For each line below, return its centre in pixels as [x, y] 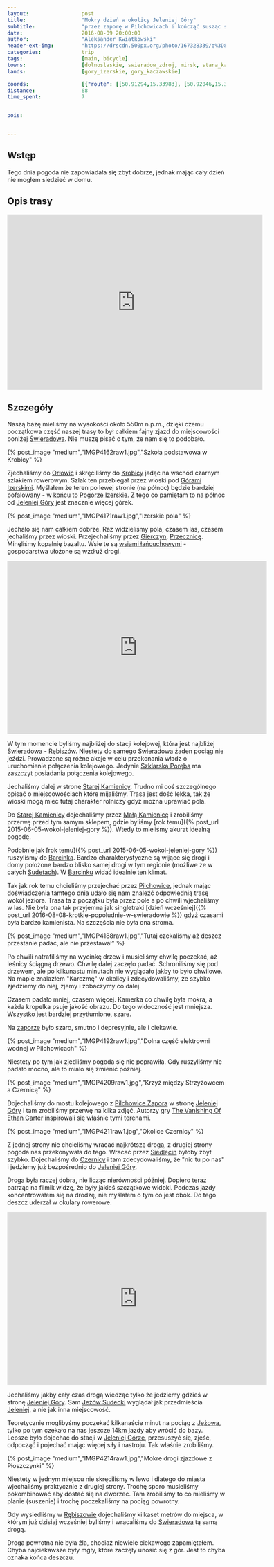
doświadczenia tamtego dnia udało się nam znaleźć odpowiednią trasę [108, 893]
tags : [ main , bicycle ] [68, 59]
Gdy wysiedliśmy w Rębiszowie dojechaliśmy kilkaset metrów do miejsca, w [115, 1515]
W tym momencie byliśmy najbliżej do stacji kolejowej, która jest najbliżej [111, 744]
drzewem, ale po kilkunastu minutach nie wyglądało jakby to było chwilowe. [115, 971]
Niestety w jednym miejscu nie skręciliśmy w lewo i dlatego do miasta [106, 1479]
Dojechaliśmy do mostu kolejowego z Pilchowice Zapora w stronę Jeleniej [112, 1103]
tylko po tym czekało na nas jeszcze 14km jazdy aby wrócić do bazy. [105, 1431]
